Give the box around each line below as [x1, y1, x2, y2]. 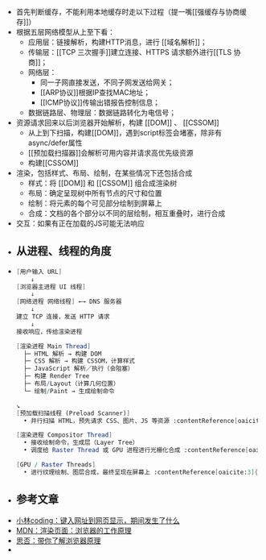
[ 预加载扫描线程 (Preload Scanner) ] [15, 409, 131, 417]
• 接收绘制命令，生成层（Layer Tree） [23, 438, 139, 447]
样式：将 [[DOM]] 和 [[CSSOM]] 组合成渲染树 [27, 178, 178, 188]
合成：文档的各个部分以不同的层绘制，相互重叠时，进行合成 [27, 209, 226, 218]
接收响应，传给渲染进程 [15, 327, 83, 336]
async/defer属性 [27, 138, 83, 147]
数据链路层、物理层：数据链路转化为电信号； [27, 108, 177, 117]
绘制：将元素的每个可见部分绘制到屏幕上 [27, 198, 162, 208]
